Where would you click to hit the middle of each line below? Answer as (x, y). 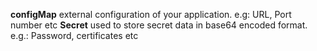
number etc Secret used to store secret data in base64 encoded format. (159, 25)
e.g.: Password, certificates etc (74, 35)
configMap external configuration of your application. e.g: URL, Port (151, 14)
